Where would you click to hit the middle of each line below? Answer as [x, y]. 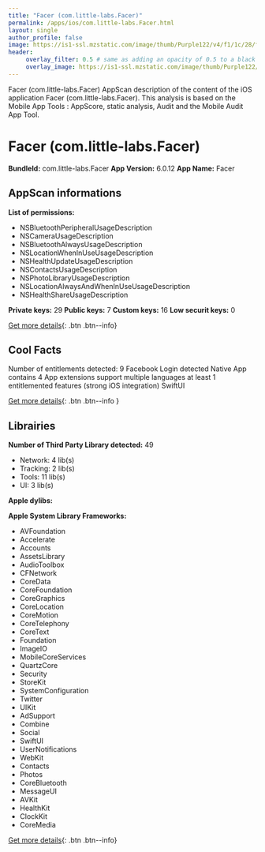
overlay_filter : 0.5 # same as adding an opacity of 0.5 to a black [141, 60]
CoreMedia [38, 825]
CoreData [35, 582]
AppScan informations [65, 193]
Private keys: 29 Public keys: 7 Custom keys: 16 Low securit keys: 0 [121, 310]
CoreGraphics [42, 599]
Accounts [35, 548]
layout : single [33, 30]
